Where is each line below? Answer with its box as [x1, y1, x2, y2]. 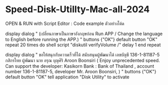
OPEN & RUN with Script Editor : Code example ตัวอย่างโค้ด [5, 20, 125, 26]
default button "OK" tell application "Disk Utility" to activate [5, 74, 130, 80]
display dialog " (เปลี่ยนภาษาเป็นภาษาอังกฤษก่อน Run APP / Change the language [5, 31, 163, 37]
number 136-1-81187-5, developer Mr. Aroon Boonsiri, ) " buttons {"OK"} [5, 68, 157, 74]
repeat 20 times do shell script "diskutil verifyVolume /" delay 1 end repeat [5, 42, 161, 48]
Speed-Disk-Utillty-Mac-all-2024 [5, 4, 150, 15]
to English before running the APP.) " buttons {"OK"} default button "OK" [5, 36, 158, 42]
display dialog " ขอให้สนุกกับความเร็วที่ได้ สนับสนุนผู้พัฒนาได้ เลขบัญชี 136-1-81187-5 [5, 51, 160, 58]
